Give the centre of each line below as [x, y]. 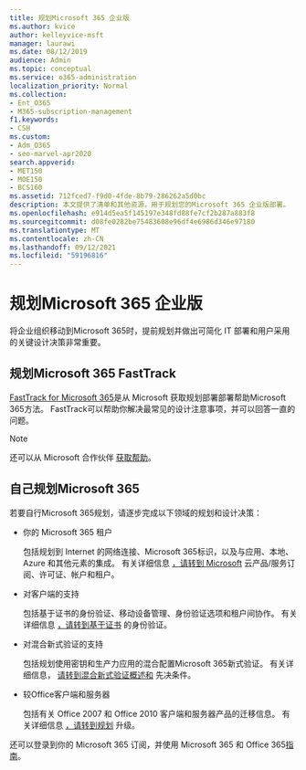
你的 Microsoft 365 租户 [67, 532]
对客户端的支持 [51, 594]
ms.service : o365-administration [73, 78]
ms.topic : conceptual [51, 69]
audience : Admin [40, 60]
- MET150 [26, 171]
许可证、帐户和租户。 [79, 574]
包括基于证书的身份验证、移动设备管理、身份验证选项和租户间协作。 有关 [160, 613]
